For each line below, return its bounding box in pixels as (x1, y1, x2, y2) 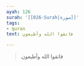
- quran (6, 25, 26, 32)
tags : (6, 20, 20, 26)
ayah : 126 (6, 8, 31, 15)
